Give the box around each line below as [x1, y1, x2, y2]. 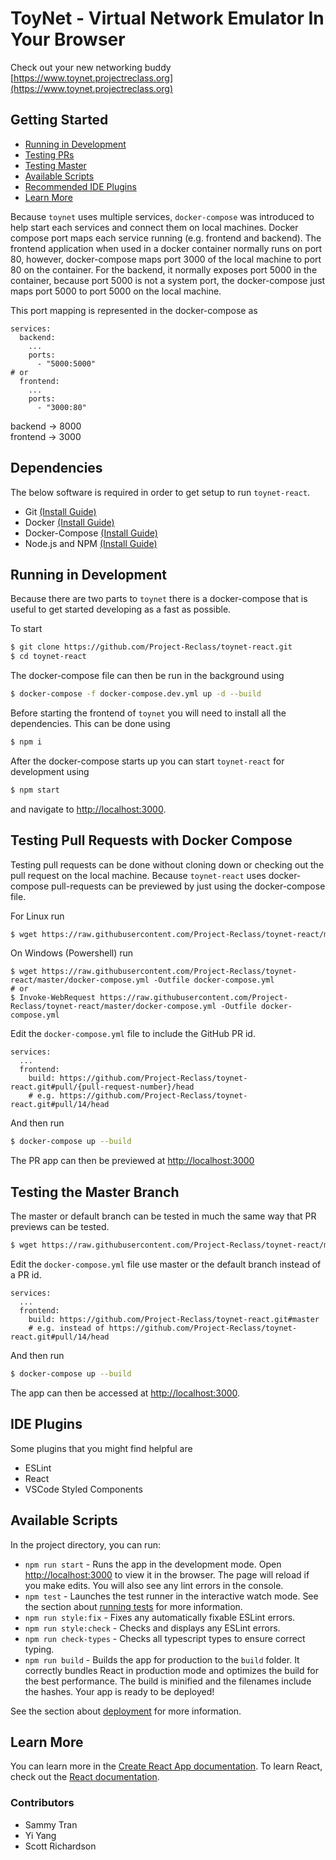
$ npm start [10, 785, 60, 795]
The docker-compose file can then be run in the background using [10, 670, 285, 682]
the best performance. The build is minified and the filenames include [24, 1675, 312, 1687]
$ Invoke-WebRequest [10, 993, 97, 1003]
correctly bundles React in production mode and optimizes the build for [24, 1664, 319, 1676]
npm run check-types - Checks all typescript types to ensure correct [24, 1632, 306, 1644]
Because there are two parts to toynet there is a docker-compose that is [10, 593, 308, 605]
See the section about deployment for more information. [10, 1705, 242, 1717]
